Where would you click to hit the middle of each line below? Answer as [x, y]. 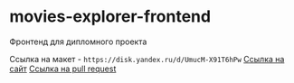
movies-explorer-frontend [110, 17]
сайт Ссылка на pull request [63, 69]
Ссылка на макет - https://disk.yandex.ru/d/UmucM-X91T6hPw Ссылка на [147, 59]
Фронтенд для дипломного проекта [78, 41]
